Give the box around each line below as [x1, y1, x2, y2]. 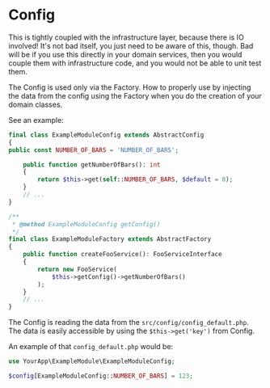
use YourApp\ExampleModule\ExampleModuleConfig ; [8, 357, 175, 365]
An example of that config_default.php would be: [8, 342, 174, 352]
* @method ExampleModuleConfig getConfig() [11, 220, 161, 228]
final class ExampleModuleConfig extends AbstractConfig [8, 131, 205, 139]
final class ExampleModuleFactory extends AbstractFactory [8, 235, 212, 243]
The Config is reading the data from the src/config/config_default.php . [8, 318, 249, 327]
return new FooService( [37, 265, 117, 273]
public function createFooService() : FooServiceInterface [23, 251, 222, 259]
